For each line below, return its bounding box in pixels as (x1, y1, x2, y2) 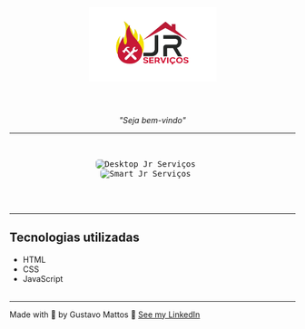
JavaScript (22, 273, 64, 284)
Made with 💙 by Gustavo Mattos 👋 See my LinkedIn (9, 309, 201, 320)
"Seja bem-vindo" (119, 114, 186, 125)
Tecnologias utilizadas (9, 230, 140, 246)
